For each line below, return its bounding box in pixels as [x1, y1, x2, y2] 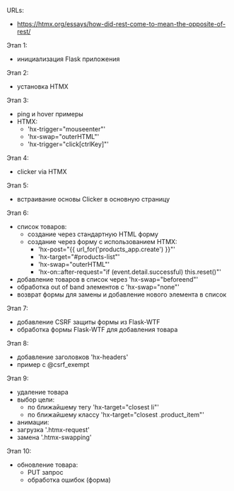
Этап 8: [6, 339, 29, 347]
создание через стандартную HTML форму [27, 230, 158, 238]
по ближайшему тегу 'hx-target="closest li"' [27, 403, 160, 411]
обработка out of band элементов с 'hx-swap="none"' [16, 283, 180, 291]
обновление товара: [16, 460, 78, 469]
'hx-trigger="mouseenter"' [27, 125, 106, 133]
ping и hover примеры [16, 110, 84, 118]
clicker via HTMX [16, 167, 68, 176]
